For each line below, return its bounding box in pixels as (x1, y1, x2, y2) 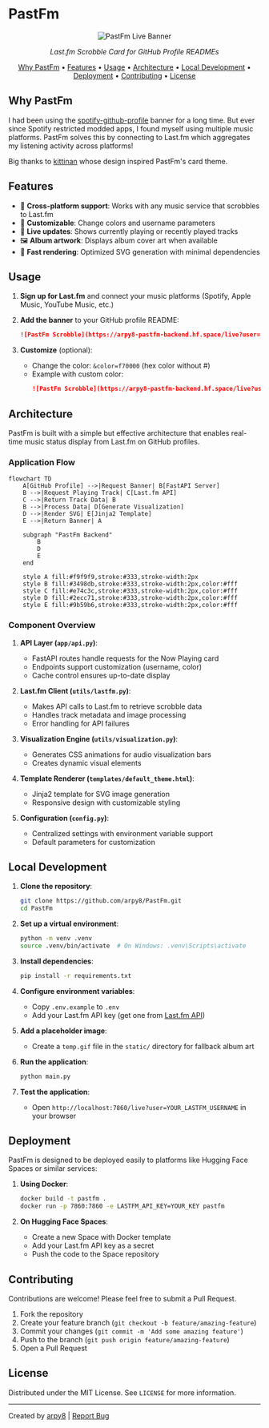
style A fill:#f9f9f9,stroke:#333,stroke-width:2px (22, 573, 199, 581)
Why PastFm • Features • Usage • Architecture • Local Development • (18, 62, 251, 72)
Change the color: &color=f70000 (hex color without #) (31, 361, 211, 371)
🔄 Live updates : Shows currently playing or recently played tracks (19, 226, 239, 236)
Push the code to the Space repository (31, 1249, 159, 1259)
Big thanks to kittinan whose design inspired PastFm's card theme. (8, 156, 228, 166)
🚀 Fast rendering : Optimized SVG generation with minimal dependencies (19, 247, 260, 256)
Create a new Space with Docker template (31, 1233, 171, 1242)
